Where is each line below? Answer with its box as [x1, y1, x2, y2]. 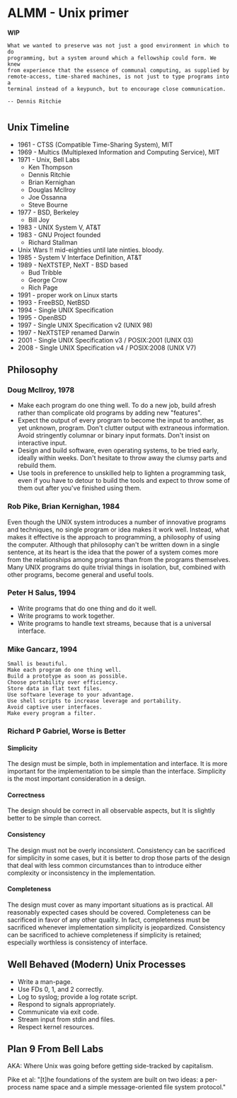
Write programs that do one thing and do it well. [17, 604, 157, 612]
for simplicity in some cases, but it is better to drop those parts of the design [7, 853, 231, 862]
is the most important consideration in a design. [7, 774, 146, 783]
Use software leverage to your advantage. [7, 692, 134, 699]
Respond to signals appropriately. [17, 1000, 115, 1008]
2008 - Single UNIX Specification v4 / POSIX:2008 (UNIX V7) [17, 343, 197, 352]
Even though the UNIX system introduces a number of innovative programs [7, 517, 226, 526]
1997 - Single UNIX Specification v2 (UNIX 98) [17, 321, 154, 329]
